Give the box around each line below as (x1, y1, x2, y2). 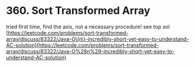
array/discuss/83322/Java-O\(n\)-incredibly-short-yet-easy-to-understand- (6, 35, 189, 42)
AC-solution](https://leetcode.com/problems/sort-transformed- (6, 42, 159, 49)
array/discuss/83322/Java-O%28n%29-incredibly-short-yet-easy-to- (6, 47, 175, 54)
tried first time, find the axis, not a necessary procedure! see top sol (6, 23, 170, 30)
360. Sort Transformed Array (6, 4, 150, 17)
